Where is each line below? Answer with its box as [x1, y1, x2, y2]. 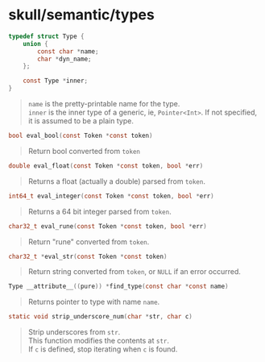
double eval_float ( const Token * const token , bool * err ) [8, 161, 204, 170]
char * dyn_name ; [37, 55, 92, 63]
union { [23, 40, 48, 48]
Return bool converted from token [27, 146, 141, 156]
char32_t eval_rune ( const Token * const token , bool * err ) [8, 222, 207, 231]
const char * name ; [37, 47, 99, 56]
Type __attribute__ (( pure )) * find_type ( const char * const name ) [8, 282, 229, 291]
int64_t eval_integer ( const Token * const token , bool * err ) [8, 192, 215, 200]
